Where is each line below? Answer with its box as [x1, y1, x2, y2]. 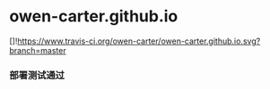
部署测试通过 [9, 69, 65, 81]
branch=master [9, 44, 66, 55]
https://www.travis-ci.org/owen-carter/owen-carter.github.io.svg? [17, 36, 261, 46]
